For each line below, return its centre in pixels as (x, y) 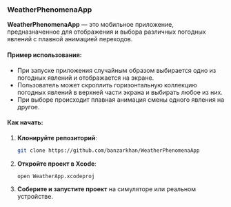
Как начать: (25, 122)
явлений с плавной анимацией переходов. (70, 39)
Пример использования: (44, 55)
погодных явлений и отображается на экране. (86, 78)
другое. (28, 107)
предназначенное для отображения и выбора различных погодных (107, 32)
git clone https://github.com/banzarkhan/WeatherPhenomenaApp (108, 150)
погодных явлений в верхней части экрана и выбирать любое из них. (120, 92)
